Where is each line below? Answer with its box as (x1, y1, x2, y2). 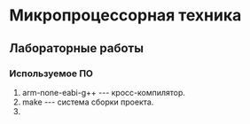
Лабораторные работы (9, 41, 145, 56)
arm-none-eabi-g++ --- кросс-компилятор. (21, 87, 186, 97)
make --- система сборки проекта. (21, 97, 154, 107)
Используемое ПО (9, 67, 93, 80)
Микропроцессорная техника (9, 5, 242, 26)
